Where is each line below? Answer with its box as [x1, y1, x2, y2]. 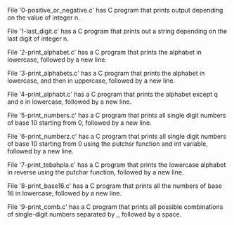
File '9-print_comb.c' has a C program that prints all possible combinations [7, 203, 223, 211]
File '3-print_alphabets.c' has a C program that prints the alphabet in [7, 69, 205, 77]
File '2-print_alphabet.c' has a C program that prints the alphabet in [7, 48, 202, 56]
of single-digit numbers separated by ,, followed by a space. [7, 210, 182, 218]
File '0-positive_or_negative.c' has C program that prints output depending [7, 6, 223, 14]
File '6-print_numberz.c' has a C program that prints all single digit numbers [7, 132, 227, 140]
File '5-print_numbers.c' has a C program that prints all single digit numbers [7, 111, 226, 119]
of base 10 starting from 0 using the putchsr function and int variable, [7, 139, 209, 148]
